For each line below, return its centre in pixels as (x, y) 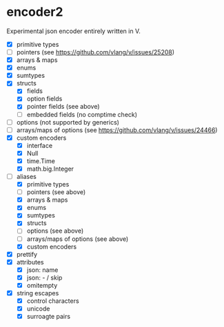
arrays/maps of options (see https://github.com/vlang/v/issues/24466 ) (117, 130)
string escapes (38, 293)
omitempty (42, 285)
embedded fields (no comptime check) (82, 114)
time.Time (41, 161)
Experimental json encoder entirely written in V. (73, 31)
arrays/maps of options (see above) (78, 239)
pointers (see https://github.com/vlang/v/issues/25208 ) (95, 52)
